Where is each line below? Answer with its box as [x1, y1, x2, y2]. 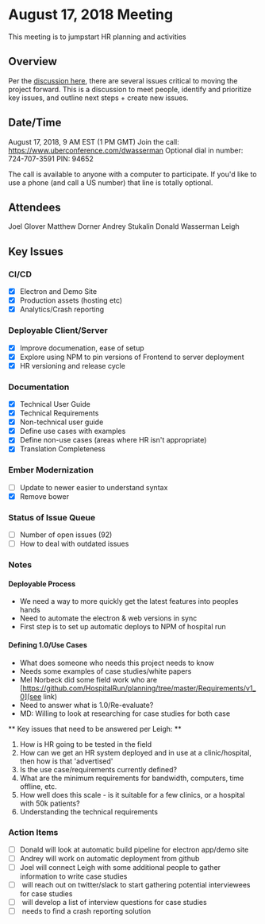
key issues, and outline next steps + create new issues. [8, 93, 189, 102]
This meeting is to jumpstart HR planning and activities [8, 32, 186, 41]
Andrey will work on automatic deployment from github [19, 853, 200, 863]
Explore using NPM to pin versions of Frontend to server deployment [19, 352, 244, 361]
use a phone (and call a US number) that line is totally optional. [8, 177, 213, 188]
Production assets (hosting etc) [19, 296, 123, 305]
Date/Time [8, 116, 62, 130]
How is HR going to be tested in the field [19, 739, 152, 748]
